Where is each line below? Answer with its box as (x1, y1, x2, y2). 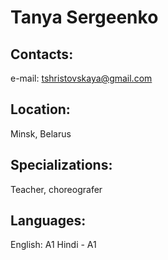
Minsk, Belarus (10, 127, 72, 140)
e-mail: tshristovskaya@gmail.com (10, 72, 153, 84)
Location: (10, 101, 71, 118)
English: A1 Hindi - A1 (10, 239, 97, 251)
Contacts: (10, 46, 74, 63)
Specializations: (10, 157, 113, 174)
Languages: (10, 212, 87, 230)
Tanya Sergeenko (10, 6, 159, 29)
